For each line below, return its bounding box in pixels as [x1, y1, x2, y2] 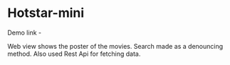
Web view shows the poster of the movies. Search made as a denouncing [7, 42, 224, 50]
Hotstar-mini [7, 5, 85, 21]
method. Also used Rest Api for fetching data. [7, 49, 141, 58]
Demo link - [7, 28, 41, 37]
